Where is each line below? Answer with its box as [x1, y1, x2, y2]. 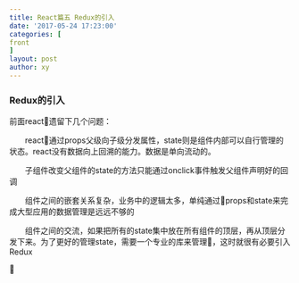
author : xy [9, 63, 50, 72]
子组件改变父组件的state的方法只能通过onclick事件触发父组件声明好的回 [25, 165, 288, 176]
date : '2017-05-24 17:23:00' [9, 21, 118, 30]
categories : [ [9, 29, 62, 38]
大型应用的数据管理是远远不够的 [16, 206, 135, 217]
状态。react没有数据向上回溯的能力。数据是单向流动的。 [9, 146, 216, 157]
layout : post [9, 54, 58, 63]
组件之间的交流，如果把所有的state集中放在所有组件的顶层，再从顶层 [25, 225, 278, 237]
